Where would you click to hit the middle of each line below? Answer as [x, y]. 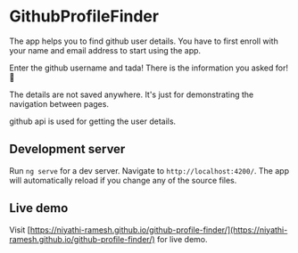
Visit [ [20, 230]
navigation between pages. [59, 103]
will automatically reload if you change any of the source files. [123, 180]
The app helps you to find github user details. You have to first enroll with [144, 41]
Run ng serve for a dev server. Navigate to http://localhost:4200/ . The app [149, 170]
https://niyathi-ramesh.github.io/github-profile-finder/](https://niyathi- [159, 230]
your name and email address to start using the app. [105, 50]
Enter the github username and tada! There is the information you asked [141, 68]
